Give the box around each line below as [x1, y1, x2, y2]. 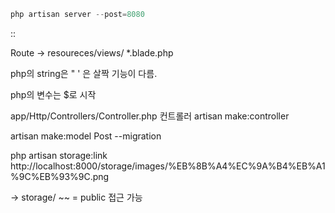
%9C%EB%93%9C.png [10, 170, 110, 182]
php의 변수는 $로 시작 [10, 88, 97, 100]
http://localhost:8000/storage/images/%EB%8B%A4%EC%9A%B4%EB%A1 [10, 160, 326, 172]
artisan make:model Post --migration [10, 130, 162, 142]
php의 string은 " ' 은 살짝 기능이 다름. [10, 67, 158, 79]
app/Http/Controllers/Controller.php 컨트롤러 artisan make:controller [10, 110, 290, 122]
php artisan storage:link [10, 149, 108, 161]
